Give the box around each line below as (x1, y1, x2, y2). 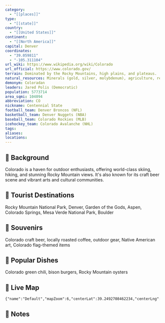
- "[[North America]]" (9, 39, 56, 44)
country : (5, 26, 23, 30)
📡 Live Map (5, 283, 40, 292)
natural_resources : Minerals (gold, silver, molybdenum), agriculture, (5, 76, 155, 81)
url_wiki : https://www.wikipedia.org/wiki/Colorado (5, 62, 113, 67)
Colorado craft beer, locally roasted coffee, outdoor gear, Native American (5, 236, 156, 242)
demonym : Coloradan (5, 80, 45, 85)
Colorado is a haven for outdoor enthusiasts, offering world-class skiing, (5, 166, 152, 172)
